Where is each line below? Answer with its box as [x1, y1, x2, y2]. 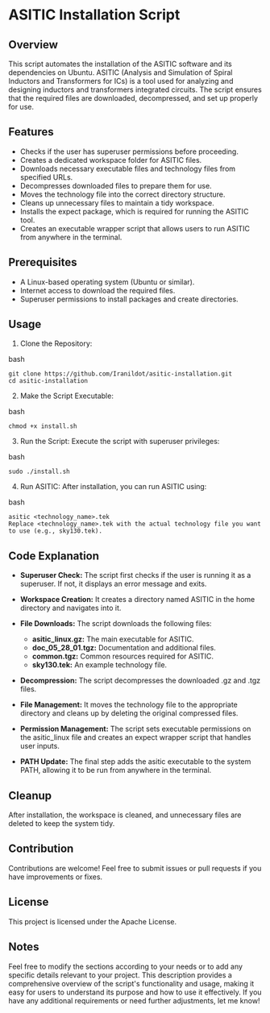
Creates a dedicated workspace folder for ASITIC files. [19, 155, 202, 164]
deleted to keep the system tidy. [8, 819, 115, 828]
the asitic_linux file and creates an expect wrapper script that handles [19, 733, 251, 742]
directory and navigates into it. [19, 603, 122, 613]
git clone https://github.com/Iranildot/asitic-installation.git [8, 370, 232, 378]
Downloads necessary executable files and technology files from [19, 164, 236, 173]
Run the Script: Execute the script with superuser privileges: [19, 437, 220, 446]
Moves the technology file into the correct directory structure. [19, 189, 226, 199]
